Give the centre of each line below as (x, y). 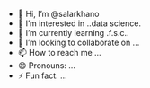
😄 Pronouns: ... (47, 66)
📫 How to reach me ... (59, 53)
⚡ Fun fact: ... (42, 75)
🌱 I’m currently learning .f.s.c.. (73, 33)
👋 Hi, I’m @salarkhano (59, 14)
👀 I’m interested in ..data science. (79, 23)
